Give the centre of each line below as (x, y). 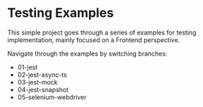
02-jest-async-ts (42, 75)
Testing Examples (61, 13)
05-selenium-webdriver (52, 97)
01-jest (27, 67)
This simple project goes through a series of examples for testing (102, 32)
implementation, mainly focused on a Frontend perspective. (94, 39)
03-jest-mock (37, 82)
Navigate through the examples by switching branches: (87, 53)
